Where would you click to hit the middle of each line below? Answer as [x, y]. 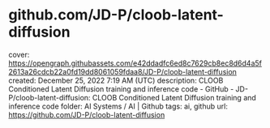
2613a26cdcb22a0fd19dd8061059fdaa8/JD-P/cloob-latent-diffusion [123, 71]
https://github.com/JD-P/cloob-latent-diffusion [87, 114]
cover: [19, 54]
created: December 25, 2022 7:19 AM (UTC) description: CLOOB [116, 80]
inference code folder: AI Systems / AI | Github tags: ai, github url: [118, 106]
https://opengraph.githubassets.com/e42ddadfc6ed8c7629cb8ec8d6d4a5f [135, 63]
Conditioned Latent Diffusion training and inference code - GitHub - [121, 89]
